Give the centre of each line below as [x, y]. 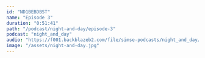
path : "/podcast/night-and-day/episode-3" [61, 29]
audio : [15, 40]
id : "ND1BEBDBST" [28, 12]
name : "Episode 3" [30, 18]
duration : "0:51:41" [33, 23]
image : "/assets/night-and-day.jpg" [53, 46]
